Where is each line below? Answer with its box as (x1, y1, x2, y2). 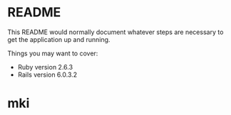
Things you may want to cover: (7, 49, 98, 57)
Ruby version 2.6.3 (17, 62, 73, 71)
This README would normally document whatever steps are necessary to (7, 28, 224, 36)
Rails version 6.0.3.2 (17, 70, 78, 79)
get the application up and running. (7, 35, 111, 43)
